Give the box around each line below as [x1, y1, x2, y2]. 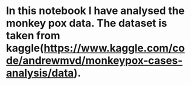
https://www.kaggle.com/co [43, 42, 185, 55]
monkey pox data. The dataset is [6, 16, 168, 30]
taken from [6, 29, 60, 42]
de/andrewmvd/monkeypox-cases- [6, 54, 183, 67]
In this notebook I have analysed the [6, 4, 185, 18]
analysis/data [6, 66, 74, 80]
